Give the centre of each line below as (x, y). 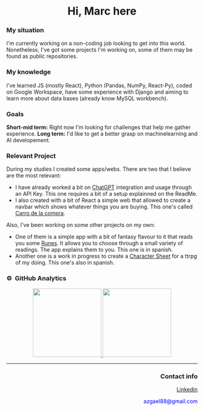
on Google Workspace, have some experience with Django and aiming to (97, 92)
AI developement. (28, 140)
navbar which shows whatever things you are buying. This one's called (104, 207)
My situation (25, 30)
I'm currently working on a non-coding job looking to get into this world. (96, 43)
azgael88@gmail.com (171, 401)
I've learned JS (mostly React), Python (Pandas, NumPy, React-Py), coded (99, 85)
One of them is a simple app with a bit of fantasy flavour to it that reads (104, 237)
